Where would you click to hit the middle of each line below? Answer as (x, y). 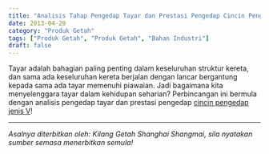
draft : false (30, 46)
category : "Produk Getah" (51, 30)
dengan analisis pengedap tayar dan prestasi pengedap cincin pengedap (129, 103)
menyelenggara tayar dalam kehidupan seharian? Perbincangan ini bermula (133, 94)
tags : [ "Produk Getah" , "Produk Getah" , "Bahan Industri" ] (109, 38)
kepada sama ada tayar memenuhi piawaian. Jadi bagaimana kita (116, 86)
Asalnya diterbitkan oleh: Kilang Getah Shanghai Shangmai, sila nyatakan (130, 134)
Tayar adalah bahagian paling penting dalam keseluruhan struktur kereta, (129, 68)
